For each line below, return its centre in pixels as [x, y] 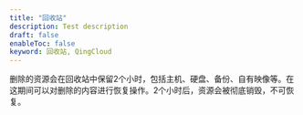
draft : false [34, 35]
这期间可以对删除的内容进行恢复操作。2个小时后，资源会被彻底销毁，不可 [148, 90]
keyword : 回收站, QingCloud [61, 52]
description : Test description [69, 26]
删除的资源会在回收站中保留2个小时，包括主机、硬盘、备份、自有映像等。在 [152, 79]
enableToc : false [42, 43]
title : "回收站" [38, 18]
